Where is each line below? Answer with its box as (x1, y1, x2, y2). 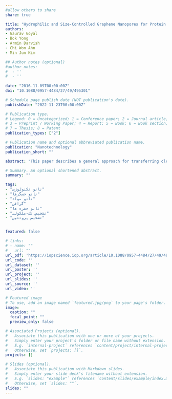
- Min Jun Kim (5, 50, 36, 55)
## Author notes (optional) (5, 60, 66, 65)
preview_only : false (10, 319, 54, 325)
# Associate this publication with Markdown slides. (5, 367, 125, 372)
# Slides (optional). (5, 362, 52, 367)
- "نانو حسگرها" (5, 192, 40, 197)
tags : (5, 182, 17, 187)
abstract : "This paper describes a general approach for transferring (5, 159, 159, 164)
